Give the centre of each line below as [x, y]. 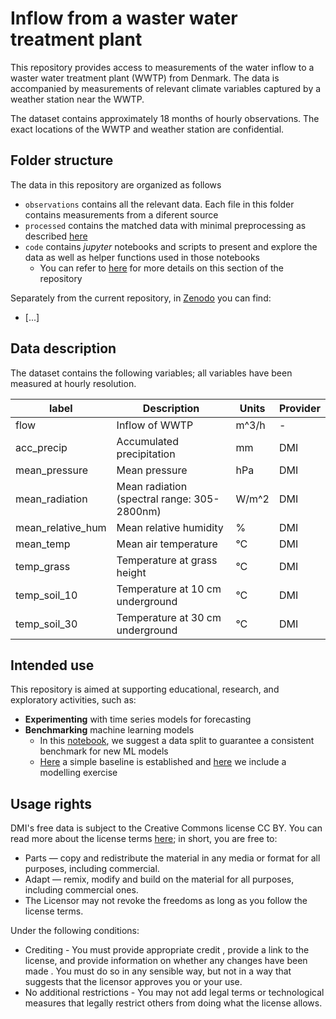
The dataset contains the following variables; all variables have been [151, 373]
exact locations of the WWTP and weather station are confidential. [147, 129]
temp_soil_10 [46, 595]
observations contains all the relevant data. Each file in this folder [159, 204]
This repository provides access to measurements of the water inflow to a [162, 67]
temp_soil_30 [46, 624]
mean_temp [43, 544]
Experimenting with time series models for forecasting [138, 719]
